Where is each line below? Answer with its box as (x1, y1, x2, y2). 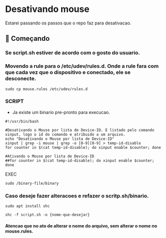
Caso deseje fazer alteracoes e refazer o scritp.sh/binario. (5, 192, 149, 199)
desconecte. (5, 75, 36, 82)
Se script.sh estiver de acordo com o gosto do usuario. (5, 49, 140, 56)
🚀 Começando (5, 34, 50, 43)
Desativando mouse (5, 3, 89, 15)
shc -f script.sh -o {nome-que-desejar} (5, 213, 90, 218)
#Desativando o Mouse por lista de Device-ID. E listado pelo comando (5, 127, 155, 132)
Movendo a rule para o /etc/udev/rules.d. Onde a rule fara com (5, 63, 159, 70)
